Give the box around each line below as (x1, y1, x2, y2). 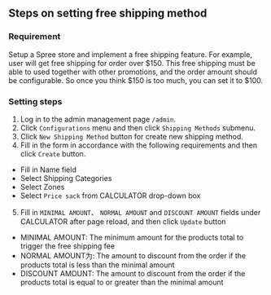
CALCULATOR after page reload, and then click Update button (20, 216, 226, 227)
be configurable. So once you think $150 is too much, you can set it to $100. (8, 75, 264, 85)
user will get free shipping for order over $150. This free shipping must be (8, 58, 256, 68)
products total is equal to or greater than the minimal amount (20, 277, 224, 287)
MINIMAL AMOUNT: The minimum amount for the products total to (20, 232, 244, 242)
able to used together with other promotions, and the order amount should (8, 67, 258, 77)
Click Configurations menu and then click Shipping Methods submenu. (20, 122, 256, 133)
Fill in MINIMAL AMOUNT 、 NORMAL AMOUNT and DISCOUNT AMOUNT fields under (20, 207, 261, 217)
